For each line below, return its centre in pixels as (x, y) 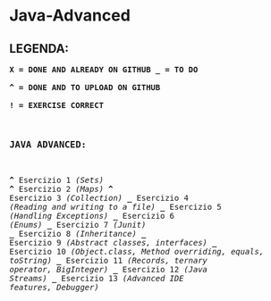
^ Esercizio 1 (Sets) (57, 180)
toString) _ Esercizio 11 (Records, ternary (109, 261)
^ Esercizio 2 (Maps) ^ (61, 189)
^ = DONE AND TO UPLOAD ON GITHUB (85, 87)
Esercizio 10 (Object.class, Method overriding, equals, (137, 252)
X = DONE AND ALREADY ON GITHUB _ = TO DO (104, 69)
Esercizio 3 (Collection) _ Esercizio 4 (99, 198)
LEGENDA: (39, 49)
